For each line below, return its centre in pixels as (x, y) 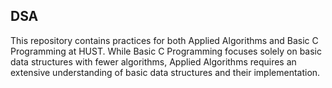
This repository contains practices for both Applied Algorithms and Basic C (164, 40)
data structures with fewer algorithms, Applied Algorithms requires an (153, 61)
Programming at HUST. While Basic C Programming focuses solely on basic (166, 51)
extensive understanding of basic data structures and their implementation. (165, 72)
